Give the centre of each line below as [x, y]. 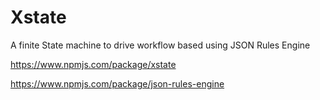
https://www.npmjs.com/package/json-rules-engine [117, 83]
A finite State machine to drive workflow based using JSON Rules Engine [160, 45]
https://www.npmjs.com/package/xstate [93, 64]
